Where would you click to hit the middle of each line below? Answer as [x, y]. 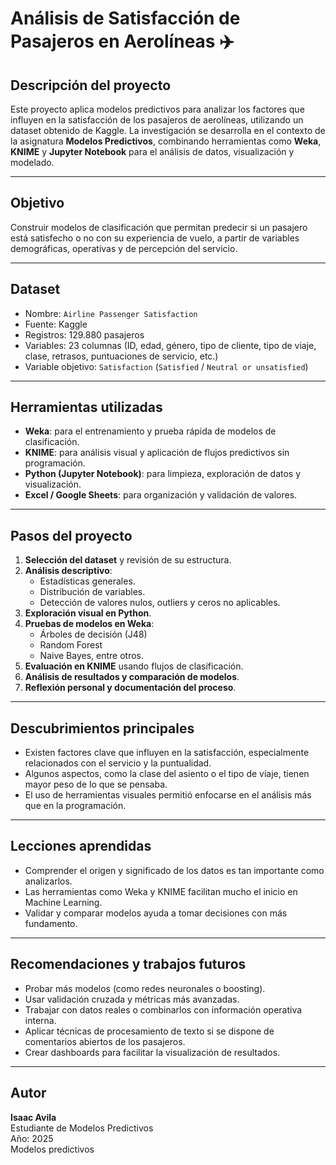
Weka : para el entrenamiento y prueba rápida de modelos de [150, 431]
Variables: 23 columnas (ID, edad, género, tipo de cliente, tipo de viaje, [170, 345]
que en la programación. [75, 806]
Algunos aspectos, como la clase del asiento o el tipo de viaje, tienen [167, 774]
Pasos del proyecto [71, 535]
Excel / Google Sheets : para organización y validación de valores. [161, 495]
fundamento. [51, 923]
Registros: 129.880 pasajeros [84, 334]
